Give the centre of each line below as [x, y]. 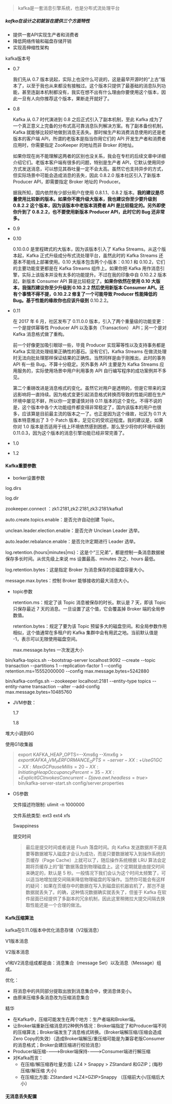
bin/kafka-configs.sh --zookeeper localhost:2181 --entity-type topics [78, 681]
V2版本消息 [17, 952]
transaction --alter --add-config [66, 687]
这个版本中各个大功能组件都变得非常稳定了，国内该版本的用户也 [89, 407]
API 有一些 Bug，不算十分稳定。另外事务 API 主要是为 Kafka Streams [85, 364]
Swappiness [26, 826]
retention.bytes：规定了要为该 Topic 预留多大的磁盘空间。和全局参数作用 [90, 626]
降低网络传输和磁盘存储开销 [42, 41]
